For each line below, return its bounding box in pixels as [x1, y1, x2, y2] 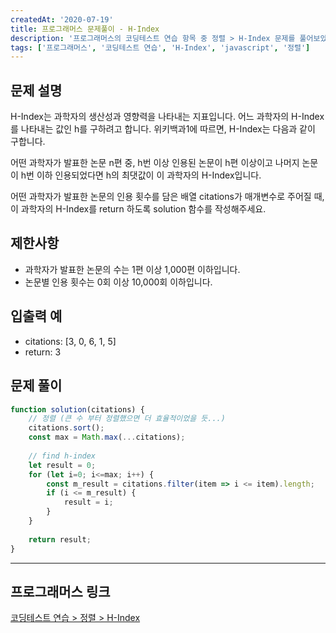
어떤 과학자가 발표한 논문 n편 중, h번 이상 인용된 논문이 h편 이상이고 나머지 [10, 157, 300, 169]
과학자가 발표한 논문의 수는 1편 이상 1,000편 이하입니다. [24, 263, 241, 275]
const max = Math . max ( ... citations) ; [28, 432, 186, 443]
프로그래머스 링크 [10, 583, 111, 600]
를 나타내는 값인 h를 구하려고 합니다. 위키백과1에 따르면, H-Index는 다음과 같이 [10, 123, 316, 135]
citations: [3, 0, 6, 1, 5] [24, 335, 117, 347]
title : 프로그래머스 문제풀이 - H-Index [10, 24, 160, 34]
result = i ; [63, 497, 114, 508]
